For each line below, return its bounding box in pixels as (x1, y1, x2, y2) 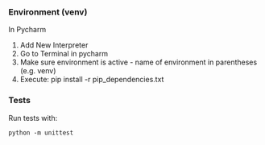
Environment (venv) (8, 6, 88, 18)
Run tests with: (8, 113, 58, 122)
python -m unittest (8, 128, 74, 137)
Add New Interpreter (19, 40, 89, 50)
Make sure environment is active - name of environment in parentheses (19, 57, 258, 67)
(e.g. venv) (19, 66, 56, 76)
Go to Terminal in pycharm (19, 49, 109, 59)
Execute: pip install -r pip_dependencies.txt (19, 75, 164, 85)
